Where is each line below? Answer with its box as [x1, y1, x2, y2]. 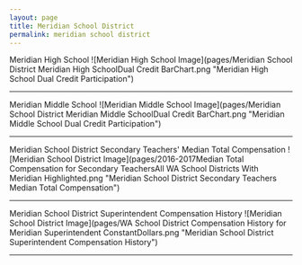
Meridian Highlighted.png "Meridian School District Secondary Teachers [9, 172, 277, 184]
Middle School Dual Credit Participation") [9, 119, 162, 129]
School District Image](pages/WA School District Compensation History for [9, 217, 287, 229]
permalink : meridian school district [9, 30, 151, 39]
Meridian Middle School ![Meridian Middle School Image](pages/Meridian [9, 100, 281, 110]
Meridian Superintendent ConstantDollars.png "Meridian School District [9, 227, 274, 238]
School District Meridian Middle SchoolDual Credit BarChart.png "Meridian [9, 109, 285, 119]
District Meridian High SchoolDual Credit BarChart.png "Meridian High [9, 64, 269, 75]
